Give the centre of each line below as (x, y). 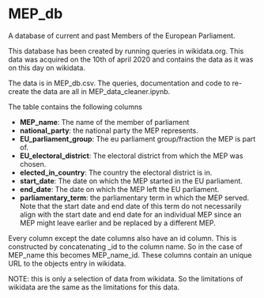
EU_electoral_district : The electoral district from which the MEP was (131, 156)
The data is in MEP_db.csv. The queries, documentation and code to (119, 83)
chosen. (33, 164)
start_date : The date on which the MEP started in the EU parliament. (131, 181)
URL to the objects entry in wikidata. (67, 263)
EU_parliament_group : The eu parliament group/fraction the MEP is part (138, 138)
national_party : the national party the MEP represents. (109, 130)
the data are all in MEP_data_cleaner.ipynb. (100, 91)
